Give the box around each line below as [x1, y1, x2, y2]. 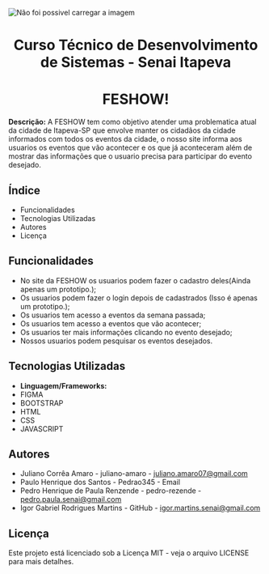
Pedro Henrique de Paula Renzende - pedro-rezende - [19, 486, 202, 495]
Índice [8, 183, 40, 198]
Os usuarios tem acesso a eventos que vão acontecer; [19, 318, 202, 328]
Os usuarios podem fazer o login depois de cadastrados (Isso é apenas [19, 292, 258, 303]
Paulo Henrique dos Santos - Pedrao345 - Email [19, 478, 180, 487]
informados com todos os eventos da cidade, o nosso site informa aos [8, 134, 242, 144]
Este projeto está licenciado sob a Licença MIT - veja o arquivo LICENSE [8, 548, 250, 558]
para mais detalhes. [8, 557, 74, 567]
